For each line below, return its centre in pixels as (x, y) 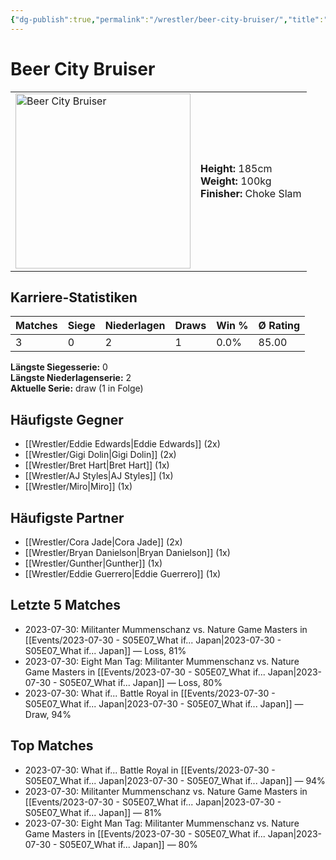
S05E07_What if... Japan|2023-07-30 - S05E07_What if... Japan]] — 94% (175, 780)
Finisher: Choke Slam (251, 193)
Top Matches (52, 746)
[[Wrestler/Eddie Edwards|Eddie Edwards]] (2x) (122, 444)
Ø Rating (279, 326)
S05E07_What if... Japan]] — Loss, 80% (141, 682)
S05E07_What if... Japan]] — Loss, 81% (105, 650)
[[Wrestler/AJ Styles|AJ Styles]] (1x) (99, 476)
